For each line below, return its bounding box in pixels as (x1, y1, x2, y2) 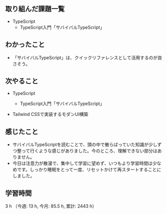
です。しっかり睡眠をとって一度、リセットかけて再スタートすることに (17, 166, 161, 172)
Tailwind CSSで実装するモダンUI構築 (12, 111, 89, 117)
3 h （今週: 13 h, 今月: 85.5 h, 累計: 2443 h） (5, 203, 97, 209)
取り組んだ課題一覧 (5, 4, 65, 13)
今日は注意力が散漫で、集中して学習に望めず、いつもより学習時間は (12, 160, 153, 166)
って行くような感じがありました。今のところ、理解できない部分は (21, 148, 158, 154)
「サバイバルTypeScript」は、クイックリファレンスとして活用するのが (12, 54, 158, 60)
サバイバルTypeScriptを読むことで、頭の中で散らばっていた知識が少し (12, 141, 157, 147)
